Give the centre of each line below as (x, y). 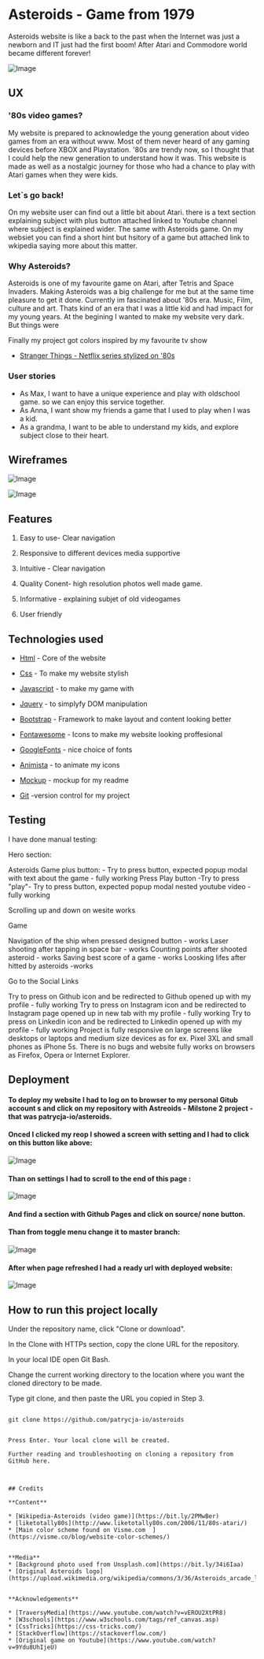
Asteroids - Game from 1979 (101, 15)
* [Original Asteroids (45, 1571)
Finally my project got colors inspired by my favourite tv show (108, 340)
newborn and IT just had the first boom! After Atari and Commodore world (128, 44)
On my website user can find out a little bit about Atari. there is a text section (132, 212)
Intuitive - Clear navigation (62, 568)
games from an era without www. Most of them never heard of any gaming (129, 141)
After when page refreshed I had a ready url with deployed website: (121, 1267)
